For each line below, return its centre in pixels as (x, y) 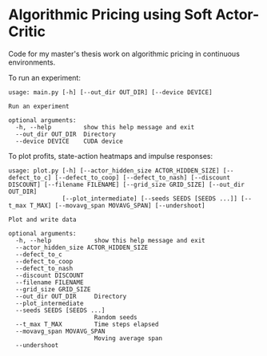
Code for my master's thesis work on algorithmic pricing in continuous (124, 53)
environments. (32, 62)
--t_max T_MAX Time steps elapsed (87, 324)
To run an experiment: (45, 77)
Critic (27, 32)
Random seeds (116, 317)
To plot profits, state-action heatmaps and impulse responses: (111, 156)
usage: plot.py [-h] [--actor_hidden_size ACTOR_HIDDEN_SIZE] (114, 170)
